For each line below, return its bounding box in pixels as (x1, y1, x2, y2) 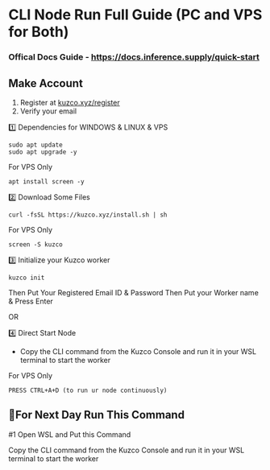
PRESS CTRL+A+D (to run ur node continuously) (8, 386, 168, 394)
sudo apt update (8, 141, 63, 149)
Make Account (8, 76, 83, 90)
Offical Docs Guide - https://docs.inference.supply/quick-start (8, 52, 260, 63)
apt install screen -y (8, 177, 85, 186)
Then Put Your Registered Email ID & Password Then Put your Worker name (8, 287, 260, 297)
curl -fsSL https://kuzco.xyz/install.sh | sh (8, 211, 168, 219)
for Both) (8, 23, 69, 41)
